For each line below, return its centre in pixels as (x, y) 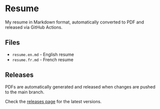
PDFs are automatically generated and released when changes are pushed (80, 87)
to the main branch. (25, 92)
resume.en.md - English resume (43, 54)
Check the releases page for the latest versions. (53, 101)
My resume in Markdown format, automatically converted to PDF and (75, 22)
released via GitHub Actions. (34, 27)
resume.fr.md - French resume (43, 60)
